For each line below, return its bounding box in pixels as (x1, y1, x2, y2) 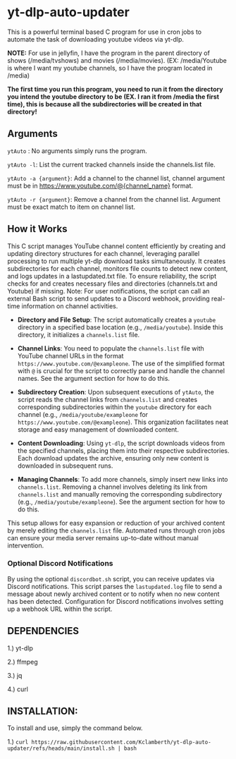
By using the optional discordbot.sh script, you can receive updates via (7, 574, 215, 583)
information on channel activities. (21, 301, 118, 310)
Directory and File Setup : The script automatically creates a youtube (17, 315, 216, 324)
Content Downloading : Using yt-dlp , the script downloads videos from (17, 439, 225, 447)
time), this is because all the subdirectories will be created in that (7, 99, 202, 108)
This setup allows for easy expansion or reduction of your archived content (7, 518, 225, 527)
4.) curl (7, 685, 28, 693)
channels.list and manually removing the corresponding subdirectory (17, 490, 223, 498)
